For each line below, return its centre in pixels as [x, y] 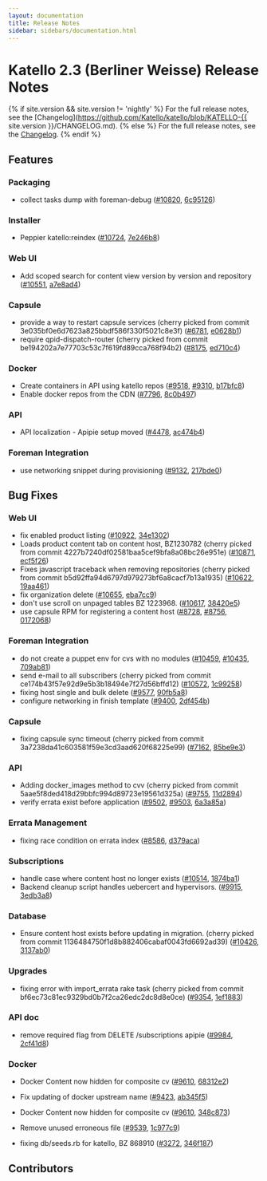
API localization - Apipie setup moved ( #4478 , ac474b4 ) [112, 433]
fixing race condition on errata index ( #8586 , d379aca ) [110, 840]
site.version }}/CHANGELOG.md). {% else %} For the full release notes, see [132, 126]
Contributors [41, 1169]
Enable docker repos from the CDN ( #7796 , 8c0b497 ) [108, 394]
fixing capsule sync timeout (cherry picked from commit [112, 739]
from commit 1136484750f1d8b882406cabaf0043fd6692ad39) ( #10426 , [139, 942]
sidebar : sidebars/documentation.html [73, 30]
